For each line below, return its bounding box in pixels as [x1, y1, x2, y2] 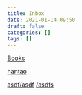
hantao [7, 68, 28, 76]
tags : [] [7, 36, 32, 42]
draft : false [7, 23, 45, 29]
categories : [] [7, 29, 51, 36]
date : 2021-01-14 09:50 [7, 16, 76, 23]
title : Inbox [7, 10, 45, 17]
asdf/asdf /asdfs [7, 81, 54, 89]
